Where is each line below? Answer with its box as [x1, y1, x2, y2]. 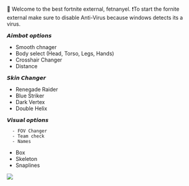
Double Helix [15, 105, 47, 112]
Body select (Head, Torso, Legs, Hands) [15, 50, 114, 57]
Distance [15, 63, 38, 69]
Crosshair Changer [15, 56, 62, 63]
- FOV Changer [12, 128, 47, 134]
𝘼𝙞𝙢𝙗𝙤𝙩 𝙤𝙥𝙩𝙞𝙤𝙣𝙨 [7, 32, 52, 39]
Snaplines [15, 161, 41, 169]
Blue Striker [15, 92, 44, 99]
